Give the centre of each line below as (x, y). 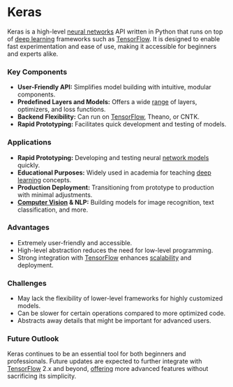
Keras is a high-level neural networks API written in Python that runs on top (115, 31)
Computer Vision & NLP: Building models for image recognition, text (115, 202)
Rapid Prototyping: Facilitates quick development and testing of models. (122, 124)
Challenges (27, 283)
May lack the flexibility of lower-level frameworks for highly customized (120, 298)
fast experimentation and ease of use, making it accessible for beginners (112, 46)
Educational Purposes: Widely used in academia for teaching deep (114, 173)
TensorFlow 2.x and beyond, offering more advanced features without (108, 369)
